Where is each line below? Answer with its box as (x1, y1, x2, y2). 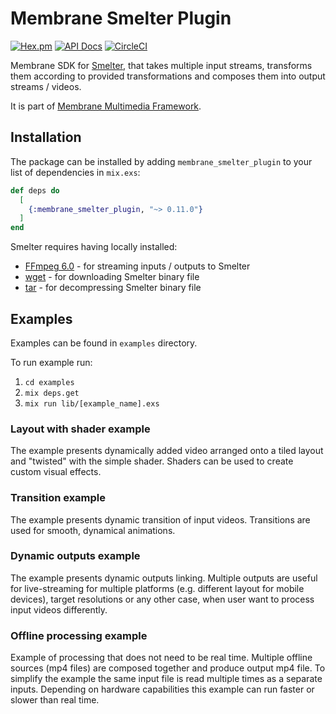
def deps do (10, 185, 60, 196)
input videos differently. (10, 603, 108, 616)
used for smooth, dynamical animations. (10, 524, 176, 536)
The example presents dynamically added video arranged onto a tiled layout (10, 445, 324, 457)
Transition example (10, 491, 107, 505)
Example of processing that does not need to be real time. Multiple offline (10, 652, 313, 664)
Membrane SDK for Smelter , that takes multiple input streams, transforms (10, 59, 313, 71)
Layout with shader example (10, 422, 151, 436)
